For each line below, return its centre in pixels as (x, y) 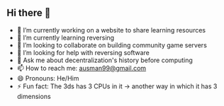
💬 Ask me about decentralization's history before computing (105, 60)
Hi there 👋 (29, 13)
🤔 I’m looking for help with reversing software (83, 52)
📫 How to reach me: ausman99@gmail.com (82, 68)
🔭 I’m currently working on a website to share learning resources (111, 30)
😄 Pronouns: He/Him (48, 78)
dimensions (34, 96)
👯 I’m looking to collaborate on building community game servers (112, 45)
